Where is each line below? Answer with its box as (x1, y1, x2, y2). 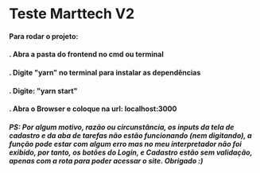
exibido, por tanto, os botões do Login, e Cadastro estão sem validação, (9, 148, 253, 157)
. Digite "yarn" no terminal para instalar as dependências (9, 67, 201, 77)
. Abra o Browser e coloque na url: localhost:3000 (9, 104, 177, 113)
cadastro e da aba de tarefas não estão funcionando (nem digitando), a (9, 130, 253, 140)
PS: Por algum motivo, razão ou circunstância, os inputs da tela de (9, 122, 235, 132)
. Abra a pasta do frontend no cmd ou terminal (9, 49, 164, 60)
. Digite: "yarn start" (9, 86, 78, 95)
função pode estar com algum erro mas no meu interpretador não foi (9, 139, 242, 148)
